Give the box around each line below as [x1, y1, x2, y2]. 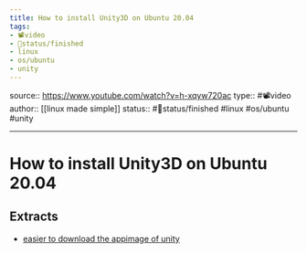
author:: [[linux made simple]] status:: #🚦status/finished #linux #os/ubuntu [9, 102, 290, 114]
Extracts [9, 209, 59, 225]
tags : [9, 22, 30, 31]
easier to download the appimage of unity [22, 233, 180, 244]
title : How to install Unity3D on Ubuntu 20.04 [9, 13, 195, 23]
